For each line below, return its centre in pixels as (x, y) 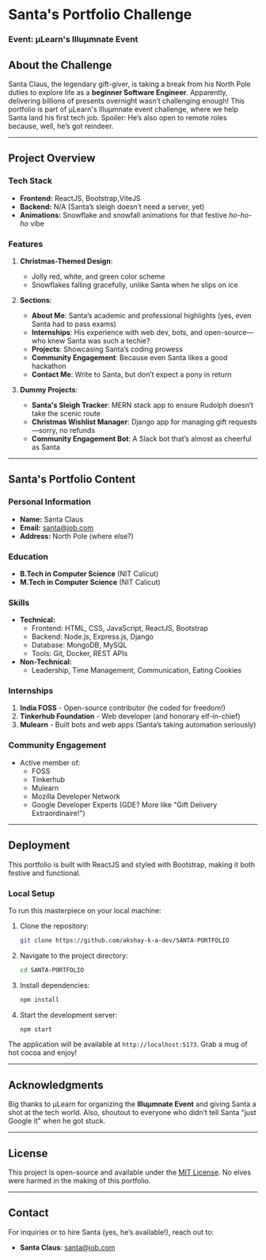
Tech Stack (30, 181)
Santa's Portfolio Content (72, 479)
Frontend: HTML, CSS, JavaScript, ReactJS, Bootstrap (120, 628)
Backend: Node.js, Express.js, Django (93, 637)
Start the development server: (68, 1015)
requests (243, 422)
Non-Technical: (46, 662)
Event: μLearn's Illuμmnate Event (73, 40)
